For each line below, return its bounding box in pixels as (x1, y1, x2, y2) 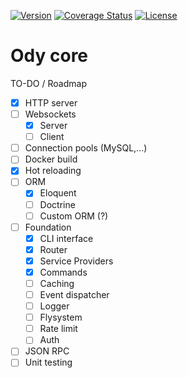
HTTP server (24, 96, 78, 109)
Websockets (24, 108, 77, 120)
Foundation (24, 221, 72, 233)
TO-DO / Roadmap (10, 77, 87, 89)
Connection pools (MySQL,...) (24, 142, 148, 154)
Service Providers (39, 255, 114, 267)
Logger (39, 300, 70, 312)
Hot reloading (24, 165, 82, 177)
